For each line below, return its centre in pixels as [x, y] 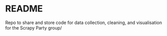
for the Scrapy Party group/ [34, 27]
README [24, 9]
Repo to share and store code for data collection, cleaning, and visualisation [83, 22]
